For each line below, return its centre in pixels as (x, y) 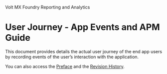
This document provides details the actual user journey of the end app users (84, 51)
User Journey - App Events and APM (83, 27)
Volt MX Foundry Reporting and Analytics (48, 7)
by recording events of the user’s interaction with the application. (72, 57)
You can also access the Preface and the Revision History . (65, 66)
